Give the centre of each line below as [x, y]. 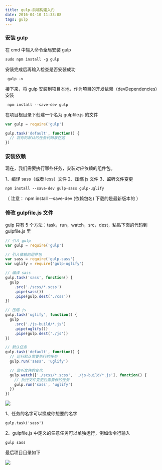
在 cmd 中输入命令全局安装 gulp [38, 50]
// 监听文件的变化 [26, 370]
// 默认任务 [16, 347]
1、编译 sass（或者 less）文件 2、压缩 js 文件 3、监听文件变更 [69, 179]
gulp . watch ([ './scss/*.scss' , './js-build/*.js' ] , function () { [78, 375]
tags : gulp [17, 19]
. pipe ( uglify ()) [31, 329]
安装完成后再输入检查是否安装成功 [40, 69]
